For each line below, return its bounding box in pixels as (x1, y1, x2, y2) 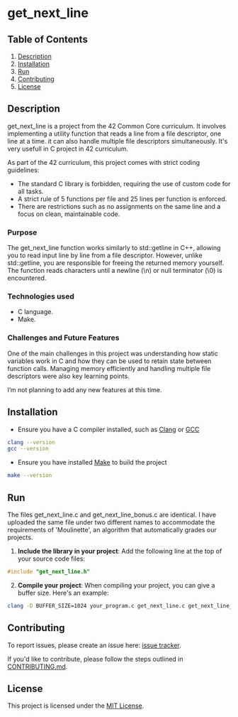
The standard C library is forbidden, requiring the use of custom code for (17, 179, 231, 188)
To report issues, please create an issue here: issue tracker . (7, 641, 182, 649)
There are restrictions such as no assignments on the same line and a (17, 202, 221, 210)
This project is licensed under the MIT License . (7, 701, 144, 710)
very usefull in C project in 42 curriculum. (7, 144, 129, 153)
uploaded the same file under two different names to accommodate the (7, 517, 215, 527)
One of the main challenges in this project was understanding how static (7, 349, 218, 357)
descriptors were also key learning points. (7, 372, 130, 380)
